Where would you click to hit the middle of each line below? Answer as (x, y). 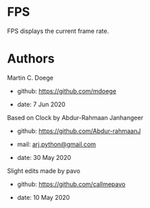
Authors (31, 59)
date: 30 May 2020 (44, 157)
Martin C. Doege (30, 78)
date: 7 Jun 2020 (41, 104)
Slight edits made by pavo (44, 171)
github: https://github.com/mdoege (66, 91)
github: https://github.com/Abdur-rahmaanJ (79, 130)
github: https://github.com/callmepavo (71, 184)
